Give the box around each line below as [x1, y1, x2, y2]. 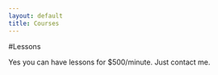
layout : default [8, 11, 63, 20]
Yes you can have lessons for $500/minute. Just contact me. [8, 57, 211, 67]
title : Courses [8, 19, 60, 27]
